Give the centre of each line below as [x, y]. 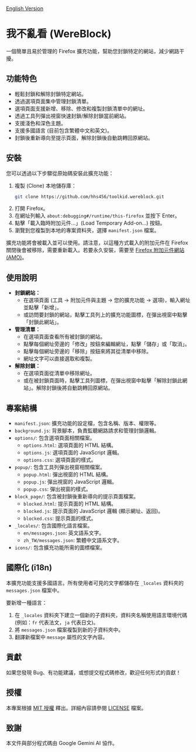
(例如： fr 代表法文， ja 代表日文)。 [56, 622]
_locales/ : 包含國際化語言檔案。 [54, 526]
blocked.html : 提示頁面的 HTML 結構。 [70, 504]
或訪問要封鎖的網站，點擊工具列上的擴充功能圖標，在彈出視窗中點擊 [105, 315]
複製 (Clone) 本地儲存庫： [46, 185]
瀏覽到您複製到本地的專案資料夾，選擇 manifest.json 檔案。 [87, 230]
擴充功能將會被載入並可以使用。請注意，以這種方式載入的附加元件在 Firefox [97, 243]
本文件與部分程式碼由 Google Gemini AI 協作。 [62, 743]
